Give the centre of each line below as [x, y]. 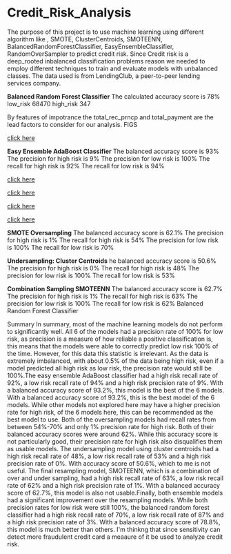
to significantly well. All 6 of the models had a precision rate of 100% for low [115, 331]
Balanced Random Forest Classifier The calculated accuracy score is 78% [114, 96]
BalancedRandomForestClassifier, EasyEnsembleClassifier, [91, 46]
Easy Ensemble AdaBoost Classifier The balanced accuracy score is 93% [113, 151]
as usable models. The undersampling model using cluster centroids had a [113, 448]
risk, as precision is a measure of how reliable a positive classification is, [110, 339]
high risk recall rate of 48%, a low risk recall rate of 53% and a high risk [109, 456]
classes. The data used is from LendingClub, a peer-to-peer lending [104, 76]
